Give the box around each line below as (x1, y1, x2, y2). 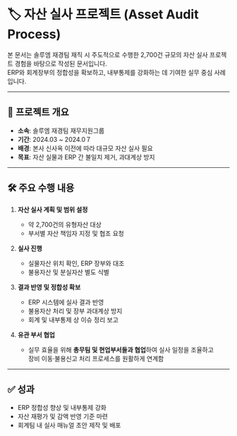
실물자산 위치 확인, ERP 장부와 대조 (28, 259, 125, 267)
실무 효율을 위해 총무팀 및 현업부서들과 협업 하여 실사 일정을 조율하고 (28, 345, 214, 353)
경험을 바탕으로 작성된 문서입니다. (14, 59, 107, 68)
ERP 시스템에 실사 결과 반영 (28, 298, 104, 306)
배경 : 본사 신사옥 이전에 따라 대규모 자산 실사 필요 (17, 144, 153, 152)
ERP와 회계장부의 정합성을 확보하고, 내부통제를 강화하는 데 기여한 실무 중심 (7, 68, 213, 76)
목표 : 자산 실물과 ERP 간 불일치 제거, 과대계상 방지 (17, 152, 155, 161)
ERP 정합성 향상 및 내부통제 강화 (17, 404, 107, 412)
